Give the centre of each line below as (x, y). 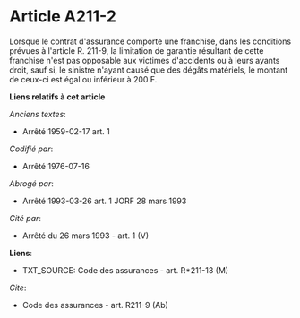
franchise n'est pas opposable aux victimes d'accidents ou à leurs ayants (145, 60)
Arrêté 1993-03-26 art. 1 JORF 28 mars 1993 (104, 201)
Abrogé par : (31, 183)
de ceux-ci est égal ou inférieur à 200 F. (83, 79)
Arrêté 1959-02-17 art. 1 (66, 131)
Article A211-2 (63, 17)
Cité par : (26, 218)
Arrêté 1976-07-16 (56, 166)
